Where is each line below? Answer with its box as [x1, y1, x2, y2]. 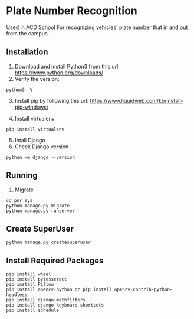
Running [6, 170, 38, 181]
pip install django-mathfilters [6, 297, 86, 303]
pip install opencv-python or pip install [6, 287, 112, 293]
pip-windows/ [14, 103, 49, 110]
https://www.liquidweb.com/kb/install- [90, 97, 183, 104]
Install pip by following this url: [14, 97, 89, 104]
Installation [6, 47, 48, 57]
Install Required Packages [6, 255, 104, 265]
